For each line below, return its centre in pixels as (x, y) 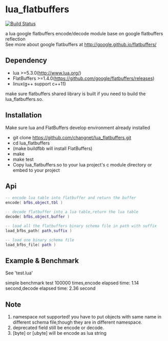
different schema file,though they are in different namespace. (77, 322)
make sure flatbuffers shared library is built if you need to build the (76, 94)
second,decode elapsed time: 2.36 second (50, 288)
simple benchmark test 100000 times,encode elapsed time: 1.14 (72, 283)
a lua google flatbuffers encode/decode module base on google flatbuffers (84, 33)
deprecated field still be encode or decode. (58, 328)
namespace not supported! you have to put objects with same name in (87, 317)
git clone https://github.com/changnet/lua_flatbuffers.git (72, 137)
